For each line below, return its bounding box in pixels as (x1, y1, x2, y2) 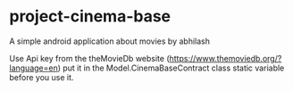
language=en (9, 62, 58, 73)
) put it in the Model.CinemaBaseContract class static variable (57, 62, 285, 73)
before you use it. (9, 71, 74, 82)
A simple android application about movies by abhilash (9, 36, 210, 46)
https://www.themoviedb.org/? (169, 53, 282, 63)
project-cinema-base (9, 6, 172, 27)
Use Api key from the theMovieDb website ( (9, 53, 170, 63)
